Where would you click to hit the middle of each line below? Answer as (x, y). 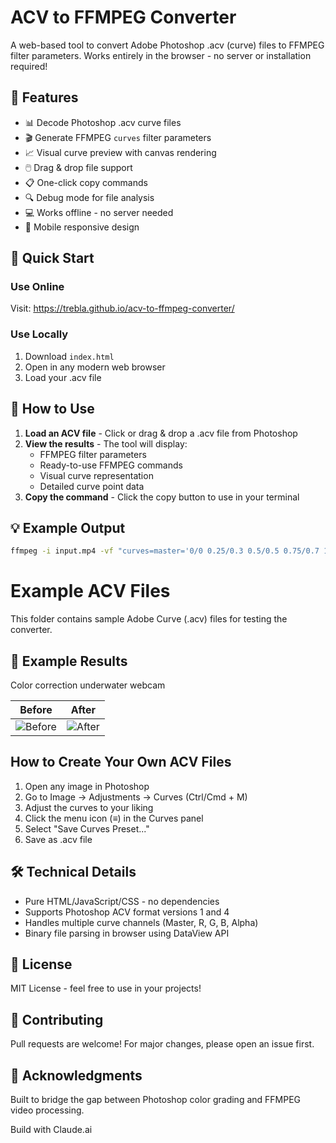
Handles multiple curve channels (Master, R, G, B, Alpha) (141, 922)
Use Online (37, 287)
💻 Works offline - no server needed (99, 212)
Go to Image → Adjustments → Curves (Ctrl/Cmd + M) (136, 797)
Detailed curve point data (92, 486)
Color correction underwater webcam (88, 685)
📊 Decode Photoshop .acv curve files (103, 122)
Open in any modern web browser (95, 367)
